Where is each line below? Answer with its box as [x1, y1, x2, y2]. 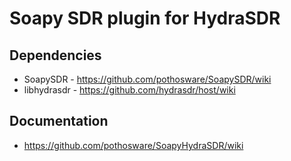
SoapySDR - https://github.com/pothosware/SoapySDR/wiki [23, 73, 272, 85]
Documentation [9, 113, 109, 130]
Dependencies [9, 47, 102, 64]
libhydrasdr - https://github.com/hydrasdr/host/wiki [23, 84, 236, 96]
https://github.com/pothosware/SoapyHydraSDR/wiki [23, 139, 244, 151]
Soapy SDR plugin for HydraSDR [9, 7, 281, 30]
